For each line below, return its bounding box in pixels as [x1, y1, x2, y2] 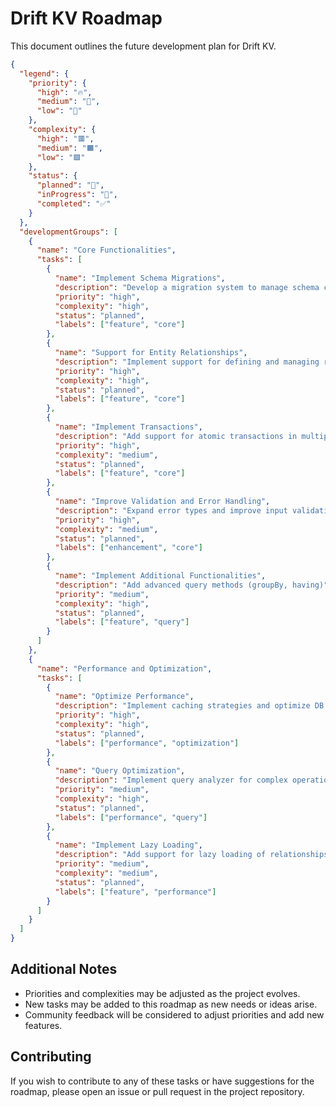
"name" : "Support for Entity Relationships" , [54, 348, 248, 358]
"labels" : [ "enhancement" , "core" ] [54, 543, 203, 553]
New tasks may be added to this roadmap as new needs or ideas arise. [24, 998, 318, 1010]
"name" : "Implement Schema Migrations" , [54, 273, 226, 284]
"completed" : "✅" [36, 199, 112, 209]
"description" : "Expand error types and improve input [54, 505, 288, 516]
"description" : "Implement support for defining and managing [54, 357, 320, 367]
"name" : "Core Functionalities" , [36, 245, 177, 256]
